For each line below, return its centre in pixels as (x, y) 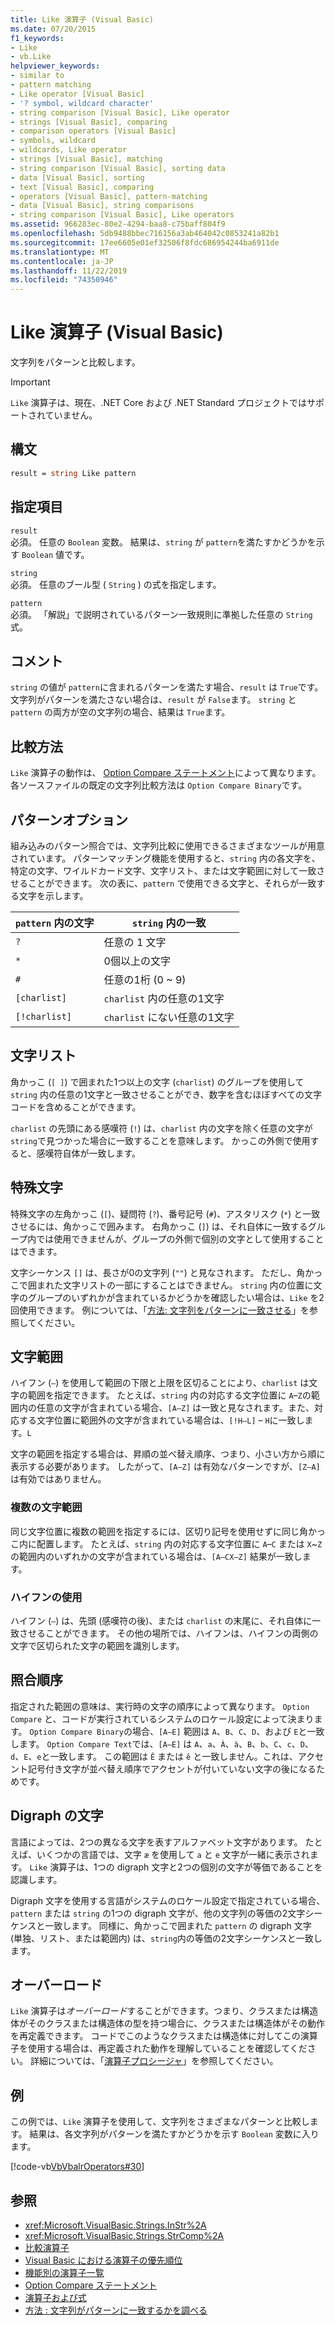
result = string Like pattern (73, 473)
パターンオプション (69, 819)
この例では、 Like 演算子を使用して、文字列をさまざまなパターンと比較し (160, 2122)
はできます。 (36, 1251)
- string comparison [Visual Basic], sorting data (118, 168)
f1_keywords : (37, 38)
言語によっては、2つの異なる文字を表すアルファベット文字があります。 (156, 1842)
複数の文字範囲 (46, 1508)
